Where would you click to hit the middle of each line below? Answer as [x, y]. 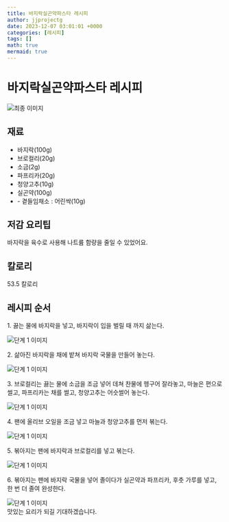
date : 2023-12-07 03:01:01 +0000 [55, 26]
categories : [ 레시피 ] [36, 33]
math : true [23, 45]
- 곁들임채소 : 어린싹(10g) [51, 201]
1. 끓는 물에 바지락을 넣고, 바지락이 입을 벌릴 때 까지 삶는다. [86, 326]
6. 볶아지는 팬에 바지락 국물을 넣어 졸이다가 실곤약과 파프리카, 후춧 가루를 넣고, [112, 480]
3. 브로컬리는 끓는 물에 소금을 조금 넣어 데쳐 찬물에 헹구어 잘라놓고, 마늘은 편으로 [115, 384]
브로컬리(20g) [36, 158]
